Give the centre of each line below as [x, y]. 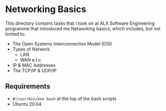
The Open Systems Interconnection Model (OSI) [62, 43]
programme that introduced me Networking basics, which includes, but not [83, 28]
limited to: [16, 34]
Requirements [28, 87]
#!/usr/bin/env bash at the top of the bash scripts [64, 98]
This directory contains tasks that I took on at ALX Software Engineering [80, 23]
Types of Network [31, 49]
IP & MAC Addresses [34, 65]
